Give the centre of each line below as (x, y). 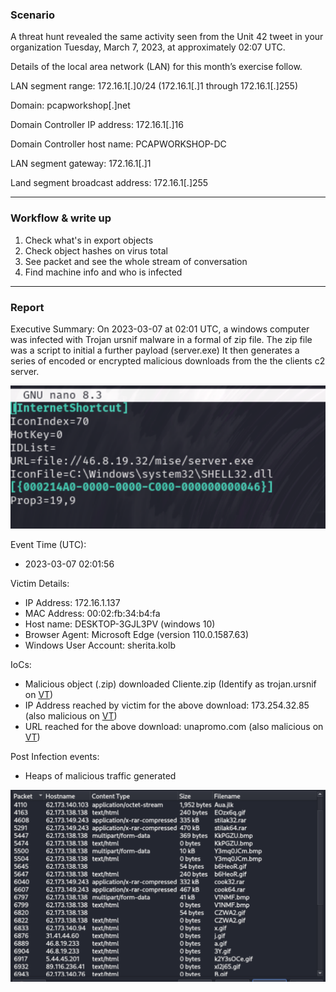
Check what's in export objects (89, 240)
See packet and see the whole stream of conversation (136, 261)
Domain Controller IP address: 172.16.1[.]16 (97, 125)
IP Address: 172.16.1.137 (72, 603)
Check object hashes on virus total (96, 250)
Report (27, 307)
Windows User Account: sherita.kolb (100, 645)
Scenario (32, 15)
